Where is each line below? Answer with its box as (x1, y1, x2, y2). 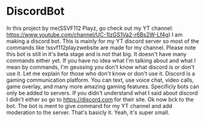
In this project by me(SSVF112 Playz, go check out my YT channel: (6, 24, 173, 32)
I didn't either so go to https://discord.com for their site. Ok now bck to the (6, 96, 194, 103)
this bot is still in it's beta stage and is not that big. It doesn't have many (6, 50, 187, 57)
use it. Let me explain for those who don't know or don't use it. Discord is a (6, 70, 195, 77)
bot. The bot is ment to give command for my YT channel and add (6, 102, 173, 109)
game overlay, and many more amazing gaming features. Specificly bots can (6, 82, 199, 90)
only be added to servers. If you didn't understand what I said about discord (6, 89, 198, 96)
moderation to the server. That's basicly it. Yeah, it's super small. (6, 109, 170, 116)
